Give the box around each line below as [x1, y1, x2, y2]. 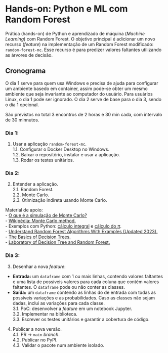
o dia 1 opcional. [5, 102, 39, 108]
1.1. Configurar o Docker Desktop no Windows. [12, 146, 110, 152]
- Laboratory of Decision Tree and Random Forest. [5, 239, 110, 245]
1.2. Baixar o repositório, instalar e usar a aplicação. [12, 152, 120, 158]
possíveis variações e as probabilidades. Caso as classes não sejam [12, 294, 155, 301]
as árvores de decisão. [5, 52, 53, 58]
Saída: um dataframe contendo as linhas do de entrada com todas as [12, 289, 156, 295]
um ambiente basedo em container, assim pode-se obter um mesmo [5, 85, 148, 92]
